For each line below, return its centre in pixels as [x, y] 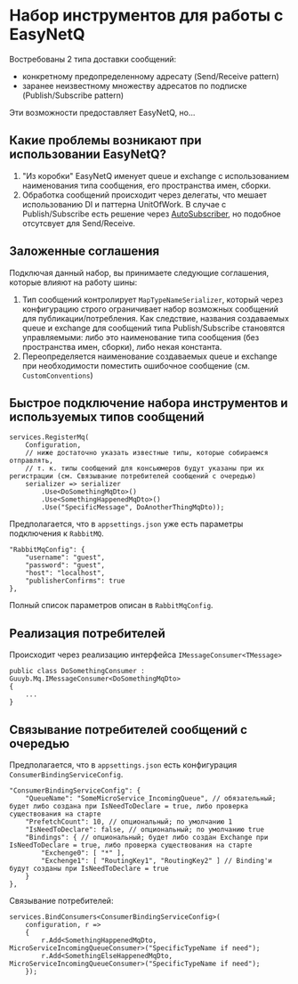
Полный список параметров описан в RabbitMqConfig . [111, 606]
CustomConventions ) [57, 375]
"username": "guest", [65, 557]
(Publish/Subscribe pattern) [73, 95]
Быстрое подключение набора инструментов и [149, 403]
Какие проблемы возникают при [105, 140]
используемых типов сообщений [107, 416]
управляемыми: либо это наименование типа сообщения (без [141, 337]
